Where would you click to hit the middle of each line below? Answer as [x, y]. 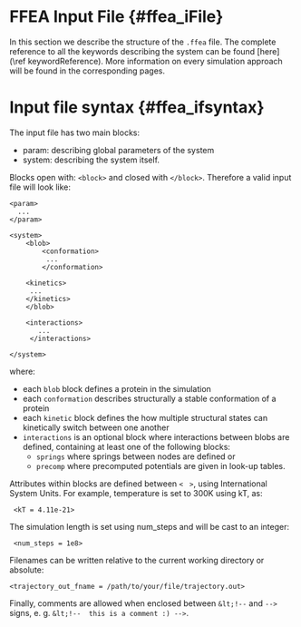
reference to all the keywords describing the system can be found [132, 51]
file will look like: [40, 187]
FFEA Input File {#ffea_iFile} [117, 17]
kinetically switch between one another [96, 427]
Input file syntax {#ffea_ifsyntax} [137, 108]
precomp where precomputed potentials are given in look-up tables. [160, 465]
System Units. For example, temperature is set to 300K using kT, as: [136, 493]
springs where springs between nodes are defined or [136, 456]
